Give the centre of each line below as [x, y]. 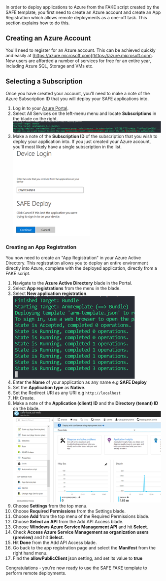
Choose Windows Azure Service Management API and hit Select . [80, 527]
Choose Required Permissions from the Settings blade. [69, 511]
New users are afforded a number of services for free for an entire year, [79, 61]
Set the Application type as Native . [49, 388]
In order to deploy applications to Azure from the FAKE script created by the [83, 7]
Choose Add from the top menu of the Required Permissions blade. [81, 516]
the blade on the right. [35, 118]
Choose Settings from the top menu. [50, 506]
